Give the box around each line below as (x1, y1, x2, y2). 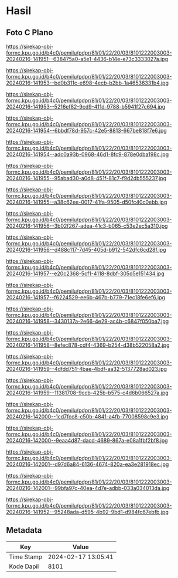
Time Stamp (9, 553, 43, 561)
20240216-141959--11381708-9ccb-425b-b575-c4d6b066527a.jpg (6, 389, 169, 396)
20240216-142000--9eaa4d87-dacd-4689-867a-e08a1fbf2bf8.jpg (6, 437, 168, 444)
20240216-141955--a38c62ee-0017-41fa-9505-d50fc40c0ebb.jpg (6, 198, 167, 205)
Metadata (6, 525, 42, 535)
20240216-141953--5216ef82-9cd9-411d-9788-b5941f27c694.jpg (6, 103, 166, 110)
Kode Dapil (9, 562, 39, 570)
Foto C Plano (6, 28, 53, 38)
